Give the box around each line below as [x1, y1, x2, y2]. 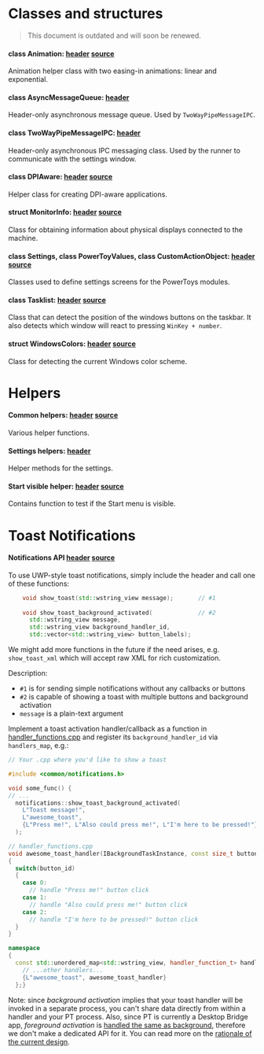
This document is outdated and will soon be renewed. [27, 31, 202, 40]
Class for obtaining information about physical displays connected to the [8, 225, 244, 234]
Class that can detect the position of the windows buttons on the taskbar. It [8, 312, 251, 322]
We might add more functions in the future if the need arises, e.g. [8, 645, 220, 654]
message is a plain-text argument [19, 709, 124, 718]
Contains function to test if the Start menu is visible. [8, 499, 176, 508]
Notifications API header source [8, 553, 115, 562]
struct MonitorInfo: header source [8, 208, 122, 217]
